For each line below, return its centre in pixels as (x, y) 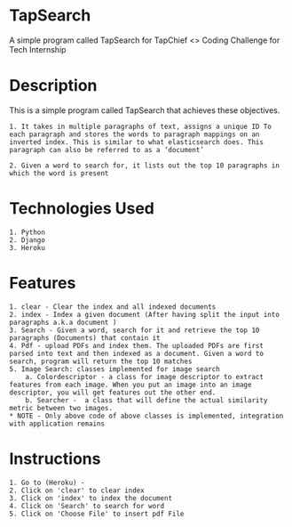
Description (53, 86)
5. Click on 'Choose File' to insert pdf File (97, 514)
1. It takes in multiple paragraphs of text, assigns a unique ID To (141, 126)
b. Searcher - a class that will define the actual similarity (146, 400)
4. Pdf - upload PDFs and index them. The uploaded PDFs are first (137, 345)
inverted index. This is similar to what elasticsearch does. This (137, 142)
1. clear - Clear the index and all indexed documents (113, 307)
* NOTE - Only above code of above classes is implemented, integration (146, 416)
